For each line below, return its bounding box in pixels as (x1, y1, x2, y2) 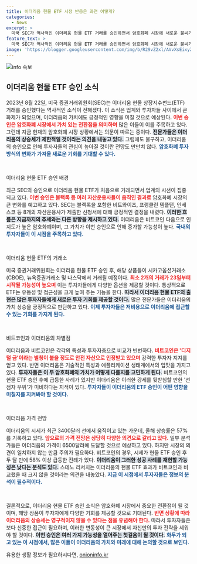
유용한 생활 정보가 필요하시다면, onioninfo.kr (6, 551, 108, 558)
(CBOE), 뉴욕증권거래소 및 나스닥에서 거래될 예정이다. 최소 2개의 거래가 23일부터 (6, 274, 191, 281)
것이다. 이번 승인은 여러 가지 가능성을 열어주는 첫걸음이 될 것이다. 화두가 (18, 531, 181, 538)
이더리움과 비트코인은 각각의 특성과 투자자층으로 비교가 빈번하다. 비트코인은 (6, 347, 179, 354)
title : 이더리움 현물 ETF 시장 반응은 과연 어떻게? (6, 8, 116, 15)
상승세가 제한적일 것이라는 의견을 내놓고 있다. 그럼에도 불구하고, (21, 135, 166, 142)
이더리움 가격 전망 (6, 414, 47, 422)
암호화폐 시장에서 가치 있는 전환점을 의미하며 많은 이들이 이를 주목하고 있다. (16, 121, 188, 128)
